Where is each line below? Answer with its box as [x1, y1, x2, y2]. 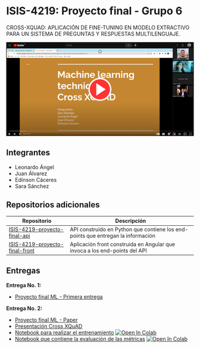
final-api [8, 232, 30, 240]
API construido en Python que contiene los [70, 226, 174, 233]
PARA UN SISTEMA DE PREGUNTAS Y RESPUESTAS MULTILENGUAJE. [6, 30, 181, 37]
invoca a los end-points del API [70, 247, 147, 254]
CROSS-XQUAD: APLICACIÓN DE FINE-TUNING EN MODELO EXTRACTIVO [6, 24, 190, 31]
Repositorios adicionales [6, 200, 100, 210]
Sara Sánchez [14, 182, 49, 189]
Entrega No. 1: [6, 281, 42, 288]
